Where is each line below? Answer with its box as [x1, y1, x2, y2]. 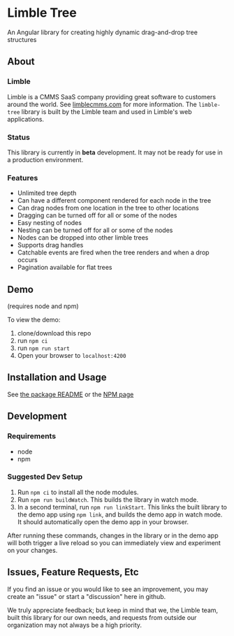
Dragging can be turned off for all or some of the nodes [17, 211, 177, 219]
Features [7, 173, 38, 182]
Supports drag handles [17, 241, 84, 250]
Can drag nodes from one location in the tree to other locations [17, 204, 199, 212]
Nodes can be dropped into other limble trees [17, 233, 149, 242]
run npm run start [17, 344, 70, 352]
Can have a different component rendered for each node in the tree [17, 196, 212, 205]
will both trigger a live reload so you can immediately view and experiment [7, 538, 221, 547]
